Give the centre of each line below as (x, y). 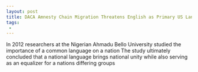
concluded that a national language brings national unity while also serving (97, 57)
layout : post (22, 11)
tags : (13, 22)
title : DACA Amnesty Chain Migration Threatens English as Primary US (95, 17)
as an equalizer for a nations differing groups (61, 63)
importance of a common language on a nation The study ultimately (88, 51)
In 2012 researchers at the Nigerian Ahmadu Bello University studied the (94, 44)
